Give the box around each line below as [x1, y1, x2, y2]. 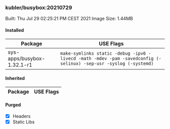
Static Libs [12, 118, 35, 125]
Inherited [5, 75, 25, 81]
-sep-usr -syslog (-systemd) [83, 60, 154, 66]
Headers [12, 113, 31, 119]
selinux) [60, 60, 81, 66]
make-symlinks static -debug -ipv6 [60, 50, 146, 56]
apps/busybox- [8, 55, 46, 62]
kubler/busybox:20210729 [5, 4, 72, 11]
